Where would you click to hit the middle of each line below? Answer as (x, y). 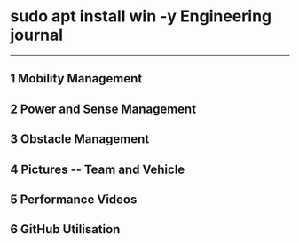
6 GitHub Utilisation (65, 229)
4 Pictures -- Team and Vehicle (98, 169)
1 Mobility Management (76, 78)
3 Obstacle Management (80, 139)
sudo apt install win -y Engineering (141, 16)
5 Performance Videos (74, 199)
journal (37, 35)
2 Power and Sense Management (103, 109)
